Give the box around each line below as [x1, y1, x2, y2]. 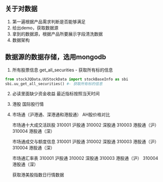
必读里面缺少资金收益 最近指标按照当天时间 [12, 91, 100, 97]
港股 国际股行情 [12, 101, 44, 107]
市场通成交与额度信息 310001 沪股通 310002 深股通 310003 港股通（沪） [12, 139, 159, 145]
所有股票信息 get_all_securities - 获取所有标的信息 [12, 67, 113, 73]
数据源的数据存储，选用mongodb [5, 53, 107, 61]
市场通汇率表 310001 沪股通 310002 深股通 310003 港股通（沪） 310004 [12, 155, 159, 161]
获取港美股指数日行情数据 [12, 172, 64, 178]
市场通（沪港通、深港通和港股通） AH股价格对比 [12, 112, 110, 118]
